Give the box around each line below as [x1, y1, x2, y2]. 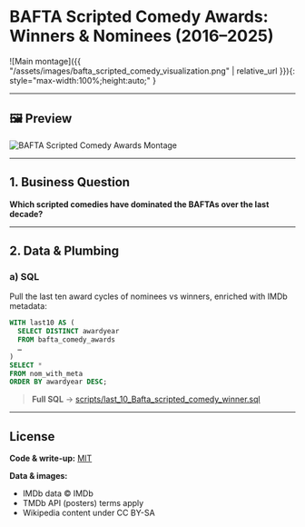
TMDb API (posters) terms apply [22, 498, 144, 509]
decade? [9, 208, 44, 219]
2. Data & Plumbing [9, 243, 120, 258]
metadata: [9, 301, 47, 312]
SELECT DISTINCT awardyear [17, 327, 120, 336]
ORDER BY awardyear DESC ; [9, 377, 107, 387]
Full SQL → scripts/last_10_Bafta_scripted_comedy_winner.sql [31, 393, 261, 405]
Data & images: [9, 471, 68, 482]
